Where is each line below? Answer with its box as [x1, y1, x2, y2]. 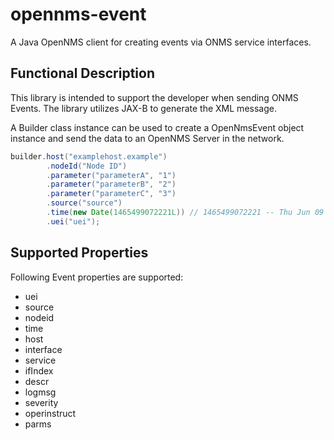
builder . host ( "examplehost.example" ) [10, 151, 168, 162]
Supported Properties [10, 244, 149, 262]
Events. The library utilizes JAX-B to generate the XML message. [10, 102, 277, 114]
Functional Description [10, 65, 156, 82]
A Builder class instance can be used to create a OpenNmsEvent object [10, 121, 305, 133]
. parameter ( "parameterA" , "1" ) [46, 170, 177, 180]
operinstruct [24, 407, 77, 419]
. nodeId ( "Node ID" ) [46, 161, 128, 171]
